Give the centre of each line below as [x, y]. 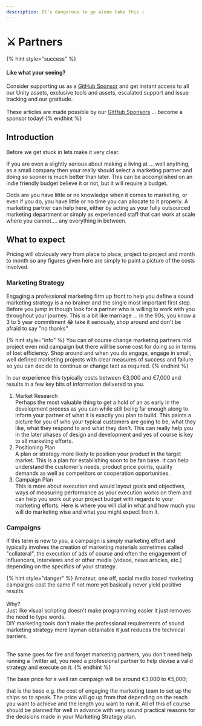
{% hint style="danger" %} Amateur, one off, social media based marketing [100, 578]
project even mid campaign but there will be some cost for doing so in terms [101, 346]
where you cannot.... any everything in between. [67, 220]
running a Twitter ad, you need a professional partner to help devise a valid [100, 660]
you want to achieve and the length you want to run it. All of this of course [98, 704]
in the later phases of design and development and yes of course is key [104, 434]
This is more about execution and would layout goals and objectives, [100, 486]
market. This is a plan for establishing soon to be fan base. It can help [102, 460]
